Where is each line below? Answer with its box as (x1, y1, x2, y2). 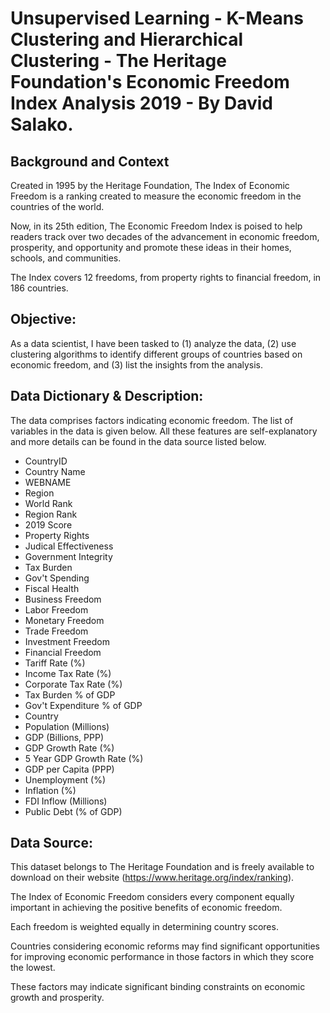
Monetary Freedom (24, 614, 105, 626)
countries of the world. (10, 201, 105, 212)
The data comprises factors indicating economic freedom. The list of (10, 414, 294, 426)
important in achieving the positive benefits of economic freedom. (10, 902, 283, 914)
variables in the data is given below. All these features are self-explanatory (10, 425, 318, 437)
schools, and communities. (10, 252, 122, 264)
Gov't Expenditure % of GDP (24, 699, 143, 711)
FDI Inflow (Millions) (24, 795, 108, 807)
